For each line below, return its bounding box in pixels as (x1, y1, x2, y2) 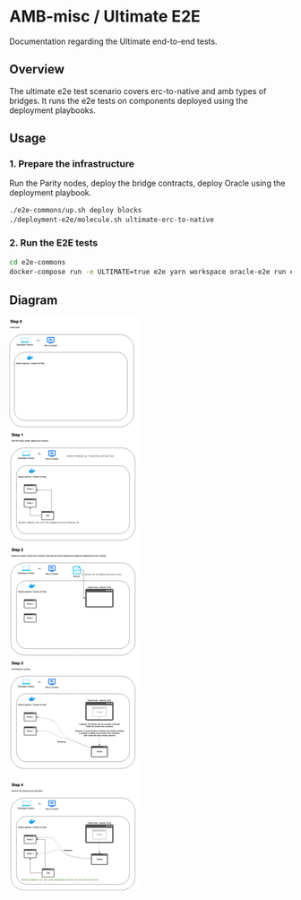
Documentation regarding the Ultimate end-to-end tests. (9, 36, 218, 47)
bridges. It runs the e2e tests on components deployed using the (9, 95, 248, 106)
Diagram (9, 292, 58, 307)
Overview (9, 62, 65, 77)
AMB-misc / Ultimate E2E (9, 6, 202, 27)
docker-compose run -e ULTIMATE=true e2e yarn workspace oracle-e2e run (9, 267, 287, 277)
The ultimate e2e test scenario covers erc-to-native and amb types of (9, 85, 267, 96)
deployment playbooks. (9, 105, 96, 116)
